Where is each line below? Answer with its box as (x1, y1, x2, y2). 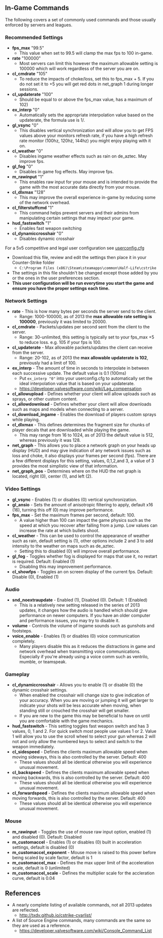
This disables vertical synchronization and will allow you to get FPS (19, 128, 154, 133)
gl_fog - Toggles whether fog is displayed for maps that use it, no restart (12, 553, 158, 559)
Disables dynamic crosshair (19, 236, 75, 242)
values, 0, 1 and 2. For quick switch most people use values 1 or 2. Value (12, 728, 157, 734)
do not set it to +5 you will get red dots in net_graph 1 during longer (19, 81, 154, 87)
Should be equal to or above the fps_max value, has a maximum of (19, 97, 153, 102)
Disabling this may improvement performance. (19, 564, 112, 569)
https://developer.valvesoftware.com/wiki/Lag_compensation (19, 386, 142, 392)
